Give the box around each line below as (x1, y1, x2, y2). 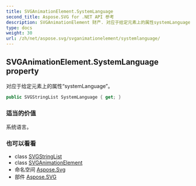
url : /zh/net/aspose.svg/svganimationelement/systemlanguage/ (6, 36, 160, 41)
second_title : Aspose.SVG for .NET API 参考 (6, 14, 114, 20)
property (6, 66, 39, 76)
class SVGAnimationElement (14, 159, 83, 166)
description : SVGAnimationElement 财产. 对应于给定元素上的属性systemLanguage (6, 19, 191, 25)
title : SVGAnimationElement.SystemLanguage (6, 8, 114, 15)
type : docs (6, 24, 33, 31)
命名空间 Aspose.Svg (14, 166, 66, 173)
